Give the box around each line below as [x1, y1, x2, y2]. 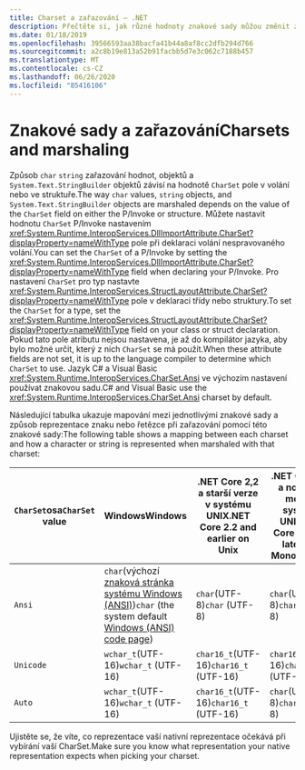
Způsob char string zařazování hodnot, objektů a [9, 169, 194, 180]
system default [103, 610, 168, 623]
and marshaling [9, 139, 130, 160]
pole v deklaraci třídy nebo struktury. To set [131, 295, 292, 305]
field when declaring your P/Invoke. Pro [131, 265, 280, 277]
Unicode [14, 660, 47, 670]
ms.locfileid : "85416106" [9, 81, 107, 90]
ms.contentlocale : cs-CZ [9, 65, 103, 74]
